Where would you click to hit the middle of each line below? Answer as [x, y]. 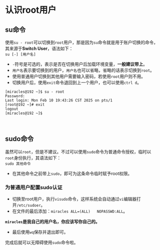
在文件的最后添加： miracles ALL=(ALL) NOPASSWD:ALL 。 [70, 211]
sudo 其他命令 [18, 164]
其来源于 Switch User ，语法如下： [39, 49]
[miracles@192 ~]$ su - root [35, 92]
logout [12, 109]
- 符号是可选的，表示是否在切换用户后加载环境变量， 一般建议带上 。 [80, 64]
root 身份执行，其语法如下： [33, 158]
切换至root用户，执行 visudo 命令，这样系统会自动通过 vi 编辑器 [74, 199]
